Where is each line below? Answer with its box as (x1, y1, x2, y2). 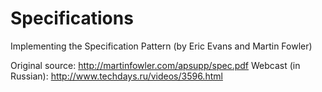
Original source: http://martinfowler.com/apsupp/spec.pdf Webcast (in (10, 59, 301, 71)
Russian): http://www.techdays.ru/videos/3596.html (10, 70, 223, 82)
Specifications (10, 7, 134, 30)
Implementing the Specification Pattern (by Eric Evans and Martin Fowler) (10, 40, 313, 52)
